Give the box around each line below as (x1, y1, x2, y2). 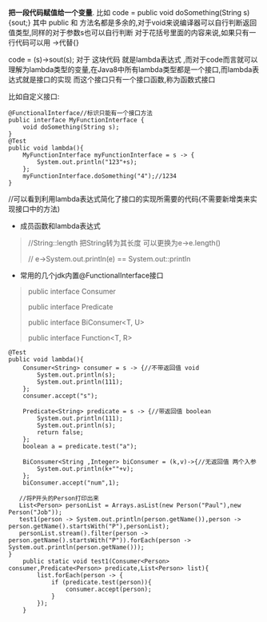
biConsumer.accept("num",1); (22, 479, 120, 487)
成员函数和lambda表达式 (19, 221, 102, 230)
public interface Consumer (27, 287, 116, 296)
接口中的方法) (14, 204, 61, 213)
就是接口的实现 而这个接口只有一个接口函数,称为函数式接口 (22, 75, 216, 84)
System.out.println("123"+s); (37, 158, 137, 166)
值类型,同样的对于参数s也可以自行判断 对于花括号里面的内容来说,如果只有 (8, 28, 249, 37)
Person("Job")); (8, 508, 62, 516)
